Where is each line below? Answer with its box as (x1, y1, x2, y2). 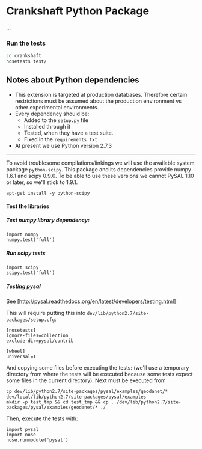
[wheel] (6, 349, 26, 355)
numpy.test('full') (6, 237, 55, 243)
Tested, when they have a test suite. (23, 129, 114, 136)
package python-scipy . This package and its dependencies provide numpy (6, 165, 191, 173)
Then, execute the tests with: (6, 415, 78, 422)
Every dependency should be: (14, 110, 90, 117)
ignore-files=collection (6, 332, 69, 339)
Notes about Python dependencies (6, 75, 139, 85)
